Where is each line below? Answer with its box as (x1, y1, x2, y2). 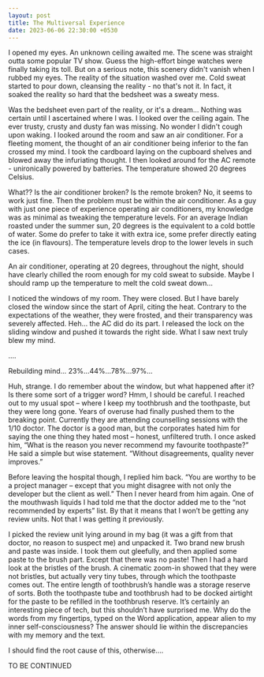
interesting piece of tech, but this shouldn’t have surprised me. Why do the (8, 605, 251, 615)
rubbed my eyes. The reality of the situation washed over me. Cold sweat (8, 73, 246, 83)
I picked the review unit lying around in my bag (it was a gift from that (8, 530, 233, 540)
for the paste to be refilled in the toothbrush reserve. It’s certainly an (8, 597, 230, 607)
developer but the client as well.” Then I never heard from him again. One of (8, 489, 255, 498)
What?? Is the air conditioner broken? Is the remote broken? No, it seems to (8, 187, 253, 197)
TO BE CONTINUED (8, 661, 73, 671)
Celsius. (8, 172, 35, 182)
